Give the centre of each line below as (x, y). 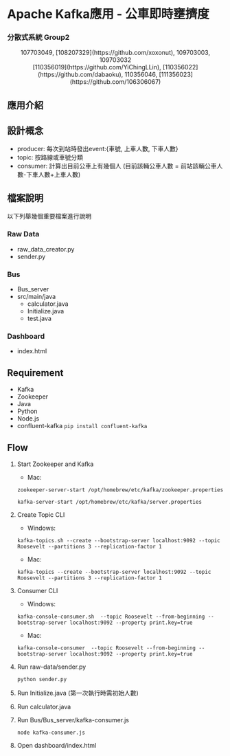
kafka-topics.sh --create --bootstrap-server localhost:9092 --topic (119, 541)
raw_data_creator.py (46, 249)
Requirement (35, 373)
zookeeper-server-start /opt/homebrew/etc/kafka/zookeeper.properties (120, 490)
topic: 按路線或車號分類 (50, 157)
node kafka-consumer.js (51, 733)
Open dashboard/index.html (57, 746)
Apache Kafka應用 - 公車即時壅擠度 (108, 14)
